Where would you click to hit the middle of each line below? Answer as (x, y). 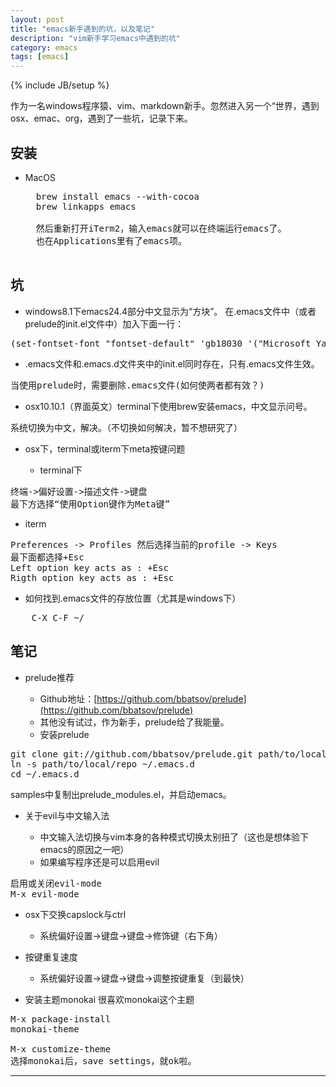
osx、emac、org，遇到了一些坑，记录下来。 (101, 118)
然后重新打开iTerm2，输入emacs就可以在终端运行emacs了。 (161, 228)
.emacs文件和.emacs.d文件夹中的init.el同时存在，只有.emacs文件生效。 (172, 363)
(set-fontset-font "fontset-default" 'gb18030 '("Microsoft (161, 343)
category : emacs (44, 47)
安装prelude (64, 734)
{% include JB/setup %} (60, 85)
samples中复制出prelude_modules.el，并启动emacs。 (121, 794)
